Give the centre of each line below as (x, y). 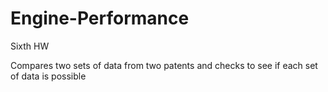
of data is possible (48, 76)
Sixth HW (30, 46)
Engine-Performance (100, 18)
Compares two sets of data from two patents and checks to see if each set (164, 65)
